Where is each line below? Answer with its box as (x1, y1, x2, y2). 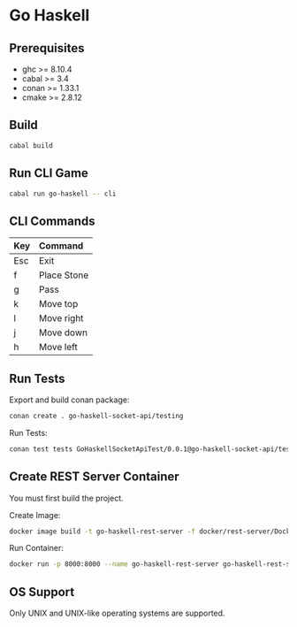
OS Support (9, 585, 75, 600)
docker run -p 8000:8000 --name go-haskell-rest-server (9, 560, 219, 569)
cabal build (9, 141, 53, 150)
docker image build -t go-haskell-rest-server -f (9, 527, 196, 536)
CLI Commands (9, 213, 95, 228)
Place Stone (38, 269, 89, 281)
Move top (38, 298, 79, 310)
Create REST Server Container (9, 470, 179, 485)
